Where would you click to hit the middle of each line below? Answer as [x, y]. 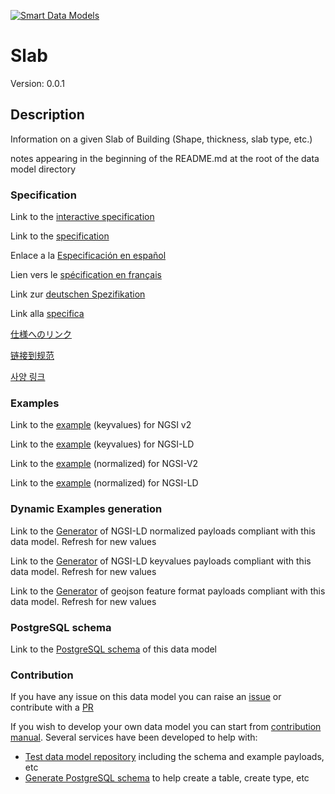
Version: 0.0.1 [37, 83]
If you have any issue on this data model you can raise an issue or [146, 697]
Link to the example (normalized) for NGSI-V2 [104, 464]
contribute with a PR [52, 707]
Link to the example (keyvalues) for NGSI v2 [101, 425]
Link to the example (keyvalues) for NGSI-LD [102, 444]
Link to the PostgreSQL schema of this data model [114, 649]
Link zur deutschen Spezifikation [78, 294]
